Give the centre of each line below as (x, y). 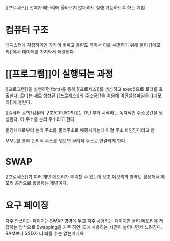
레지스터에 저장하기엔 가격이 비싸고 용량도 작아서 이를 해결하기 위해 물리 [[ (79, 45)
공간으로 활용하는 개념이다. (41, 183)
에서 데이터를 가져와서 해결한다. (44, 51)
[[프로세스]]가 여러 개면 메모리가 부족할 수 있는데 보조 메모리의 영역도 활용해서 (82, 176)
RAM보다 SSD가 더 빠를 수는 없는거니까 (45, 233)
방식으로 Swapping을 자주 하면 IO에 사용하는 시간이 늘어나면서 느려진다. (91, 227)
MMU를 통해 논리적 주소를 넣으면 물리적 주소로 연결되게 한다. (66, 141)
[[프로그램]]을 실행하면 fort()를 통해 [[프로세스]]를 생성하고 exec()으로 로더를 (81, 89)
